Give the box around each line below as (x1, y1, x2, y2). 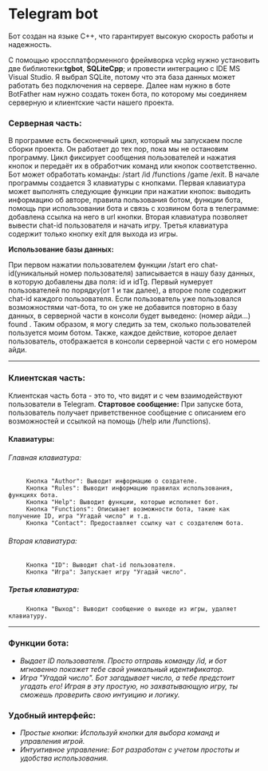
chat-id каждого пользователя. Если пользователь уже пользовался (8, 294, 242, 304)
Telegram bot (8, 5, 98, 23)
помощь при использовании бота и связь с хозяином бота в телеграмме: (8, 204, 259, 213)
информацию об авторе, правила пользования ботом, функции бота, (8, 195, 243, 205)
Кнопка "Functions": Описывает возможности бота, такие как (26, 505, 230, 514)
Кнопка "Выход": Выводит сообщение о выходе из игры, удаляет (26, 605, 238, 613)
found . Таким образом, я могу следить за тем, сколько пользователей (8, 320, 251, 329)
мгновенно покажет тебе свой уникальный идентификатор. (19, 664, 225, 674)
